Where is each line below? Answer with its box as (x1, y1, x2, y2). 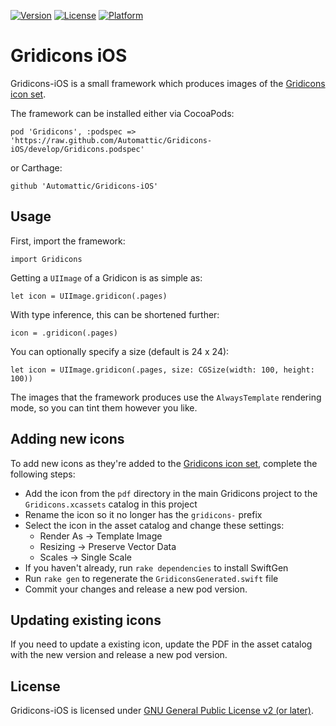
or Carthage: (10, 161, 63, 174)
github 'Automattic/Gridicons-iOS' (10, 181, 159, 191)
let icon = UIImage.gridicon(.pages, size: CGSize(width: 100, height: (10, 365, 315, 375)
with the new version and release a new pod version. (10, 649, 228, 661)
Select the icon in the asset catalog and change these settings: (24, 519, 285, 531)
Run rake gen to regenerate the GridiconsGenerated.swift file (24, 572, 279, 584)
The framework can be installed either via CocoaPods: (10, 107, 235, 119)
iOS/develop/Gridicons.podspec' (10, 144, 145, 154)
